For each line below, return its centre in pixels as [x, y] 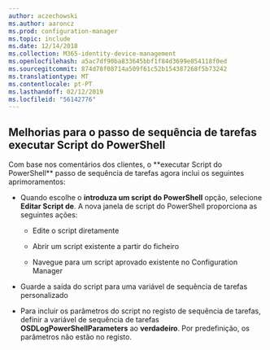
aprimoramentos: [37, 182]
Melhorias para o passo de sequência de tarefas [133, 132]
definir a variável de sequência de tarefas [90, 320]
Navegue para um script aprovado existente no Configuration [135, 262]
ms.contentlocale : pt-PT [50, 84]
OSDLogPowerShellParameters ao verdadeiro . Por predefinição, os [135, 328]
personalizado [44, 295]
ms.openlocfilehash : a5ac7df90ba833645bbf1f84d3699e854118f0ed [118, 62]
